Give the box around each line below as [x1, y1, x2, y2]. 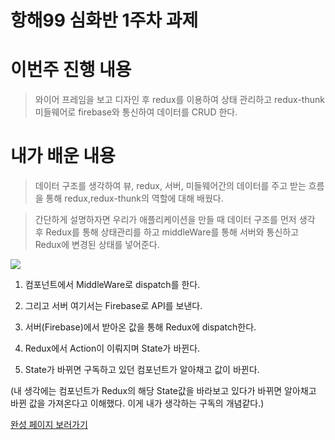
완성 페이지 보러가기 [10, 419, 88, 431]
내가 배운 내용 [10, 145, 116, 168]
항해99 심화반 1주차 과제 [10, 9, 199, 32]
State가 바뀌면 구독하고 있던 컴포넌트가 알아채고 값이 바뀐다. [24, 364, 260, 376]
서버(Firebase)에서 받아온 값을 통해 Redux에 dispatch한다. [24, 321, 257, 333]
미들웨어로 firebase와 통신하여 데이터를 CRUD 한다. [34, 106, 238, 118]
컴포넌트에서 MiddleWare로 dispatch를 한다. [24, 279, 201, 291]
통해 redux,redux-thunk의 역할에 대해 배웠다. [45, 192, 224, 205]
